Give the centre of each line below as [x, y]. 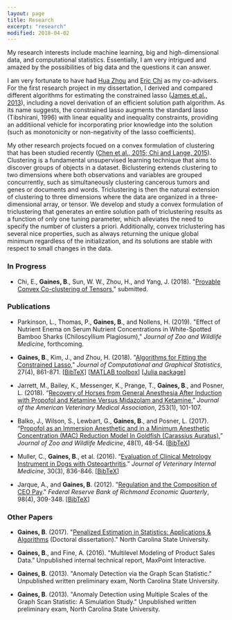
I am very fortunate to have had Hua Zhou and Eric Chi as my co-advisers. [113, 81]
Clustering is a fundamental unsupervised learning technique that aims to [112, 161]
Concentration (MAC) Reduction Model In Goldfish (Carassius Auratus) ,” [120, 435]
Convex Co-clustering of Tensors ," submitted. [83, 289]
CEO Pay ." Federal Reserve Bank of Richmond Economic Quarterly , [113, 491]
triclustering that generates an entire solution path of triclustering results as [115, 212]
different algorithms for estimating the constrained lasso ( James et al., [107, 95]
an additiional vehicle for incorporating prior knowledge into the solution [110, 125]
